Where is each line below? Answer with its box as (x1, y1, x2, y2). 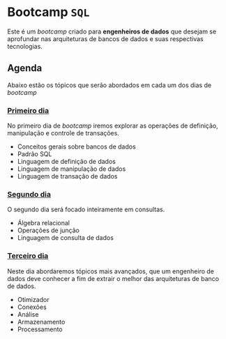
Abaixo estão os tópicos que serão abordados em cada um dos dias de (7, 81, 211, 89)
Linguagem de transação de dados (17, 172, 118, 181)
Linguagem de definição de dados (17, 158, 116, 166)
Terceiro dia (7, 251, 49, 261)
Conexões (17, 303, 47, 311)
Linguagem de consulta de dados (17, 234, 114, 242)
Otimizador (17, 295, 50, 303)
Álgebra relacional (17, 219, 70, 227)
